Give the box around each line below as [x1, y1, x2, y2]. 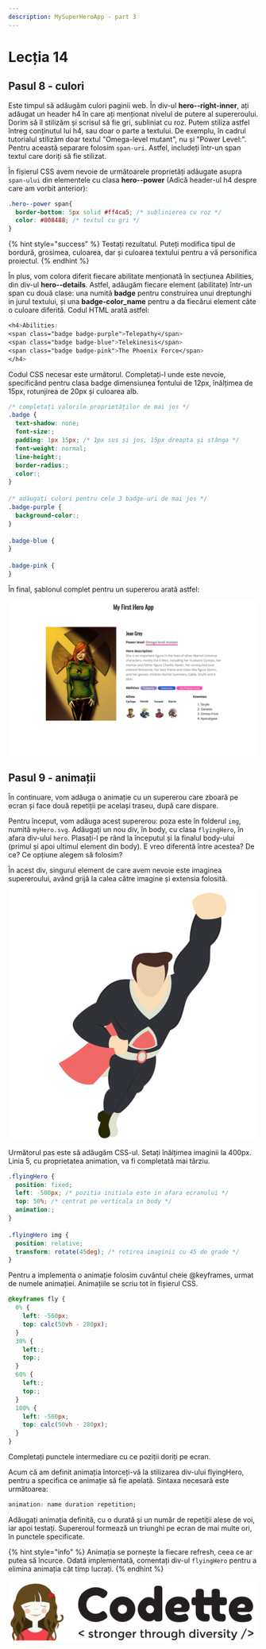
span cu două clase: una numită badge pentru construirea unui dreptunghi [8, 288, 252, 298]
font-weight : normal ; [15, 445, 87, 453]
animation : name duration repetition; [8, 1501, 137, 1508]
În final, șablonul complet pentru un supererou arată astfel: [8, 584, 200, 594]
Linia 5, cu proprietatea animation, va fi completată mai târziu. [8, 1156, 210, 1165]
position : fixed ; [15, 1181, 73, 1189]
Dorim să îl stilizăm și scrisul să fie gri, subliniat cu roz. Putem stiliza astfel [8, 118, 250, 127]
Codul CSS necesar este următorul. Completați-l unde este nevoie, [8, 369, 226, 379]
